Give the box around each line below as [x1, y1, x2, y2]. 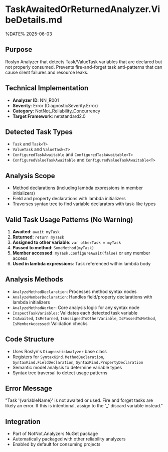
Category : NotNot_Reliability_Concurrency [12, 108, 100, 114]
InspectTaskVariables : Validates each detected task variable [12, 310, 138, 316]
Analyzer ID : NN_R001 [12, 97, 59, 103]
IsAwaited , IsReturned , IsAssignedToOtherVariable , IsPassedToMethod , [12, 315, 156, 321]
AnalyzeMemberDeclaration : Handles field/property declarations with [12, 293, 152, 299]
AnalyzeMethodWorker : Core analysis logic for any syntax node [12, 305, 139, 311]
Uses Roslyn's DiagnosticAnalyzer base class [12, 348, 107, 354]
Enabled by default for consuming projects [12, 441, 101, 447]
